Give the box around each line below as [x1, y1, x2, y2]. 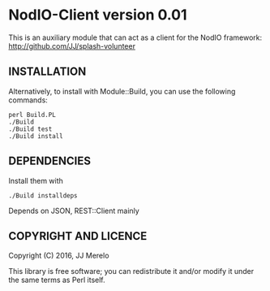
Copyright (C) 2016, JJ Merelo [8, 250, 109, 261]
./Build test [8, 124, 53, 133]
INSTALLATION [8, 65, 87, 79]
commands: [8, 95, 49, 105]
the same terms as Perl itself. [8, 275, 105, 285]
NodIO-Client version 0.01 [8, 6, 187, 24]
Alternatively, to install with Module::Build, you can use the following [8, 86, 236, 96]
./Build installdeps [8, 191, 79, 200]
